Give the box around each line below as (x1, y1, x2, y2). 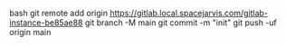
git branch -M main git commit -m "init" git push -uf (84, 17, 278, 28)
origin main (9, 27, 52, 37)
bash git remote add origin (9, 8, 109, 18)
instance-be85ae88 (9, 17, 83, 28)
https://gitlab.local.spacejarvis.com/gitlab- (110, 8, 269, 18)
